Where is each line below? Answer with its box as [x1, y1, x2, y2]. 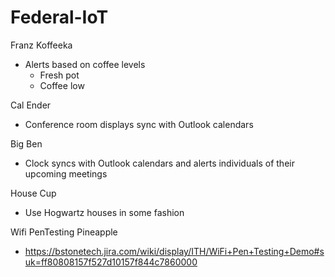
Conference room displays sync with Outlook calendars [24, 118, 254, 130]
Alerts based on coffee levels [24, 58, 146, 70]
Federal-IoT [10, 6, 109, 29]
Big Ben [10, 137, 43, 150]
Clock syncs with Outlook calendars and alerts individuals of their [24, 157, 295, 169]
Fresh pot [39, 69, 80, 81]
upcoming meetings [24, 167, 108, 180]
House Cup [10, 187, 57, 199]
